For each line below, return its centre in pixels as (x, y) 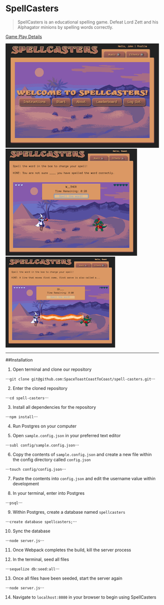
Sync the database (31, 531)
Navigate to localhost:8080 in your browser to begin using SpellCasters (84, 597)
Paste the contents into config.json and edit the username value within (84, 478)
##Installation (19, 360)
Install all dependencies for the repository (54, 407)
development (26, 484)
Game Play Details (24, 37)
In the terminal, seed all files (41, 559)
